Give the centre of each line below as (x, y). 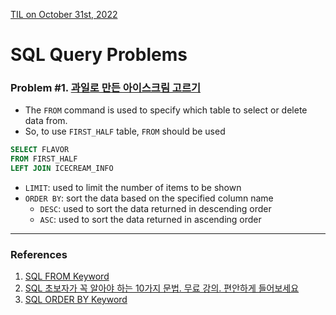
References (39, 255)
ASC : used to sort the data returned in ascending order (150, 220)
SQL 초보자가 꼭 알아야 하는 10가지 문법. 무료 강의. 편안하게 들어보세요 (162, 288)
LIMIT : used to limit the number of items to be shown (133, 188)
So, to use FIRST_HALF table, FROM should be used (125, 131)
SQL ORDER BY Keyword (76, 300)
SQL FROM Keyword (67, 276)
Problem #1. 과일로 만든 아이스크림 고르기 (105, 88)
